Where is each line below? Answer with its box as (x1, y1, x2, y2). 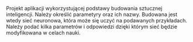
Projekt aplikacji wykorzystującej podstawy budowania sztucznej (6, 5, 163, 12)
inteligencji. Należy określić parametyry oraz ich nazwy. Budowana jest (6, 11, 178, 18)
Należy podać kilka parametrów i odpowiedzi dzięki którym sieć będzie (6, 23, 177, 30)
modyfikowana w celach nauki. (6, 29, 81, 36)
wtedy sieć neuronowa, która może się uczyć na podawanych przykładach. (6, 17, 187, 24)
